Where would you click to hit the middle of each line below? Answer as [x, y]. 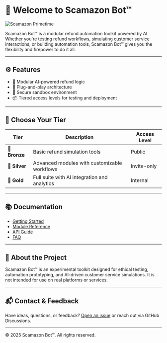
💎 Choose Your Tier [36, 120]
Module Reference [31, 227]
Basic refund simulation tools [67, 152]
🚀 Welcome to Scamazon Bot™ [68, 10]
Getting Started [28, 221]
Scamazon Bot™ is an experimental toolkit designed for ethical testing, [77, 269]
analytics [44, 183]
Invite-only [144, 166]
